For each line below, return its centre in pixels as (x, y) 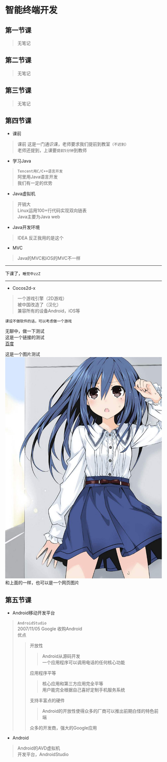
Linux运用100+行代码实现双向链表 (52, 210)
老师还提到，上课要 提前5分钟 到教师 (52, 151)
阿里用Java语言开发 (38, 177)
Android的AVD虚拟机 (39, 748)
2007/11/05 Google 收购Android (50, 629)
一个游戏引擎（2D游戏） (42, 298)
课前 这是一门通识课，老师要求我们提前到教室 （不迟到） (73, 144)
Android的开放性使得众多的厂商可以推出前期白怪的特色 (98, 711)
